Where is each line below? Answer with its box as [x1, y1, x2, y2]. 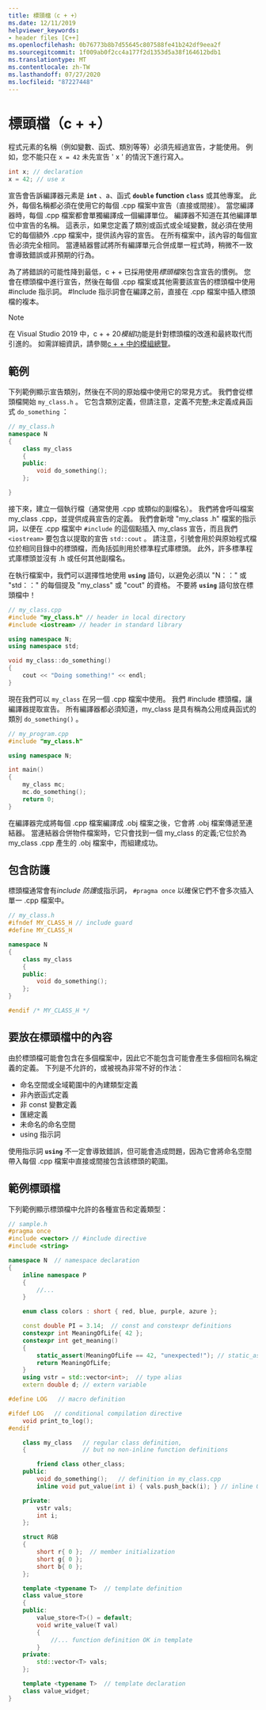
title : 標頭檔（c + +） [8, 11, 81, 20]
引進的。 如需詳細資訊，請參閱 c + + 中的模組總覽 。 [8, 339, 176, 349]
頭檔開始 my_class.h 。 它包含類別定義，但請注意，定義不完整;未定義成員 [8, 397, 246, 406]
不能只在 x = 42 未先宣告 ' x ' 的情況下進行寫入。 [28, 152, 188, 162]
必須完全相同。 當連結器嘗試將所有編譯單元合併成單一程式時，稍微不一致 [14, 240, 253, 250]
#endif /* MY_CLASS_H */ [8, 1006, 90, 1015]
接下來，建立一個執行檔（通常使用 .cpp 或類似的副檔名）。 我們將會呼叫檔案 [8, 504, 254, 513]
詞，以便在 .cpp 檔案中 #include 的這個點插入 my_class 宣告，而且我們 [8, 523, 238, 533]
